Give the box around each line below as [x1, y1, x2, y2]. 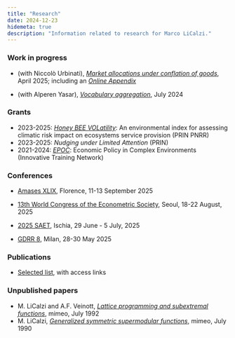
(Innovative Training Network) [17, 153, 104, 161]
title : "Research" [7, 10, 61, 18]
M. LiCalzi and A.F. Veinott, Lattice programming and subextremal [17, 302, 208, 310]
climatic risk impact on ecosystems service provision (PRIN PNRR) [17, 130, 209, 139]
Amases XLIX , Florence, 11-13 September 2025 [17, 187, 153, 195]
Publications [7, 252, 51, 262]
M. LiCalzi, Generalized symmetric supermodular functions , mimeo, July [17, 316, 227, 325]
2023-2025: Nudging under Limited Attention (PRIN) [17, 138, 169, 147]
